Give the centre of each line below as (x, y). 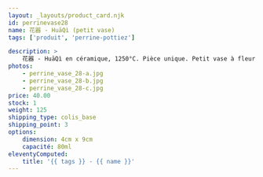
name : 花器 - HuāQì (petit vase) (62, 30)
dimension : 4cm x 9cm (57, 139)
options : (22, 132)
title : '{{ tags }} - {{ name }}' (79, 161)
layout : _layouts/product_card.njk (66, 15)
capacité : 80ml (47, 146)
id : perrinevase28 (38, 23)
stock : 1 (22, 103)
